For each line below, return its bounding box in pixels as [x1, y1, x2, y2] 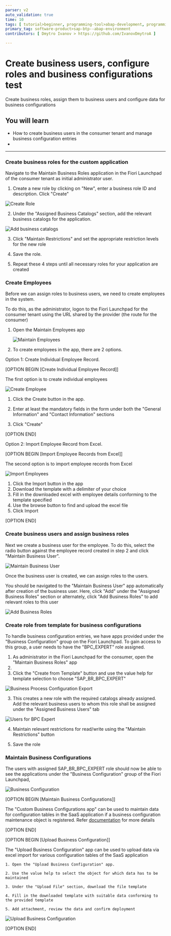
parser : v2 [5, 7, 28, 13]
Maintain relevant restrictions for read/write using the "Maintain [12, 726, 146, 732]
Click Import [12, 508, 39, 514]
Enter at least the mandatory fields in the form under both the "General [12, 406, 161, 412]
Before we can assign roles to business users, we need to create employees [5, 291, 165, 297]
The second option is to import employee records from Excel [5, 461, 132, 467]
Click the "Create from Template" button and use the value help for [12, 670, 153, 676]
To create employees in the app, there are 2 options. [12, 347, 123, 353]
